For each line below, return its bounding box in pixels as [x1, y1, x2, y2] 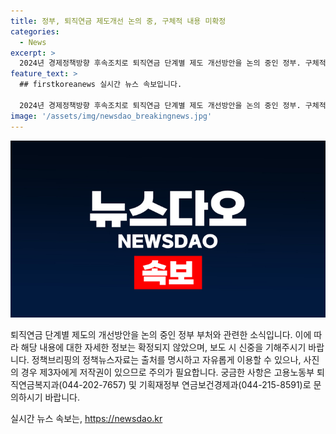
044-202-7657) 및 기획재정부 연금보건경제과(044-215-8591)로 [61, 379, 312, 390]
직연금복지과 [10, 379, 60, 390]
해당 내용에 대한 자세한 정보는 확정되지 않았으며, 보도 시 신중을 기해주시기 [20, 341, 307, 353]
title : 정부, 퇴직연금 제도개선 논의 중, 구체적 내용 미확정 [10, 16, 227, 26]
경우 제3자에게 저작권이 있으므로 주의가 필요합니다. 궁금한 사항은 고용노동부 [20, 366, 315, 378]
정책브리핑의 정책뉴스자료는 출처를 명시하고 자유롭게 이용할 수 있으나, [31, 354, 302, 365]
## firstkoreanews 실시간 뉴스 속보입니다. [19, 80, 183, 90]
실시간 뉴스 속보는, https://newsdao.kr [10, 413, 163, 424]
